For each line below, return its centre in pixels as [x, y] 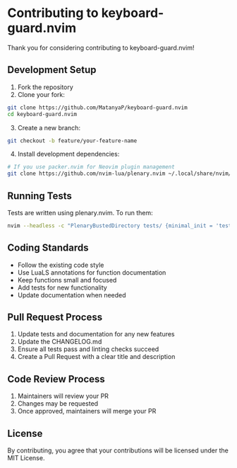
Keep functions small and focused [67, 280]
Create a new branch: [49, 127]
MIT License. [26, 458]
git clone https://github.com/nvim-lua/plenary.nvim [86, 174]
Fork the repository [45, 87]
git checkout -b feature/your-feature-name [72, 141]
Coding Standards [48, 248]
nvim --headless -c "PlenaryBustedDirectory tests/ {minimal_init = [110, 226]
